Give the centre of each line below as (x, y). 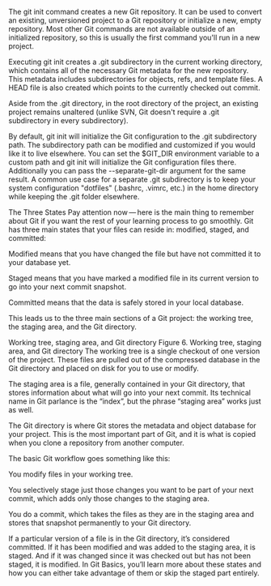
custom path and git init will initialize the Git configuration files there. (123, 162)
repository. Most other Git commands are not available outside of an (122, 29)
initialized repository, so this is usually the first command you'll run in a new (134, 37)
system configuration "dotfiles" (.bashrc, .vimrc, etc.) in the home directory (133, 188)
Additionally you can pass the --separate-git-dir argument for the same (127, 171)
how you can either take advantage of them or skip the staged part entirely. (134, 573)
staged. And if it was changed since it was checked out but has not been (129, 556)
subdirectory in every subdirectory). (68, 120)
